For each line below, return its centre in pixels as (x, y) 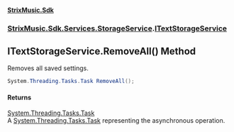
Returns (19, 97)
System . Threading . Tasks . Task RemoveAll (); (71, 82)
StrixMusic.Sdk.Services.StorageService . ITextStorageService (117, 28)
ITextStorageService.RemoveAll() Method (102, 51)
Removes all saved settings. (48, 68)
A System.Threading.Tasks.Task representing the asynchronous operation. (116, 121)
